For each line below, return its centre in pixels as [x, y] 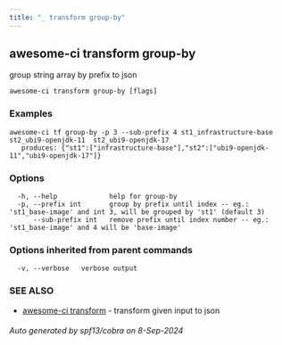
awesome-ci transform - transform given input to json [121, 310]
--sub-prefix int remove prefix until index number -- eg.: [151, 220]
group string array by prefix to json [73, 75]
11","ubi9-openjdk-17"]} [55, 156]
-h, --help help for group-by [97, 197]
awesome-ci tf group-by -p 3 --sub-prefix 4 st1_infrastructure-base [141, 132]
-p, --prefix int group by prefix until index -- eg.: [133, 205]
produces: [39, 148]
